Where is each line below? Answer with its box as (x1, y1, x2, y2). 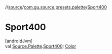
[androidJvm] (5, 38, 33, 44)
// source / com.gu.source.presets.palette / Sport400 (5, 4, 107, 10)
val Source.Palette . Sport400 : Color (5, 43, 76, 49)
